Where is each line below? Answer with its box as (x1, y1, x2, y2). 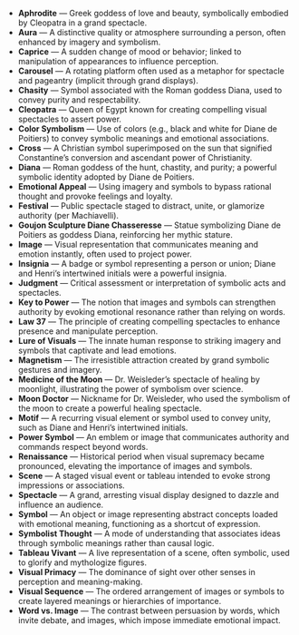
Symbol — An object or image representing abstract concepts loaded (17, 509, 278, 520)
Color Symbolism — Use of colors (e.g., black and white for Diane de (17, 123, 278, 134)
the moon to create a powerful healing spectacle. (17, 403, 202, 414)
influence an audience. (17, 499, 104, 510)
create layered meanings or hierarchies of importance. (17, 596, 222, 606)
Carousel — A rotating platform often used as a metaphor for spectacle (17, 65, 285, 76)
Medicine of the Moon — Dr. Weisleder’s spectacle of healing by (17, 374, 261, 385)
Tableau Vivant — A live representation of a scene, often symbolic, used (17, 548, 290, 558)
